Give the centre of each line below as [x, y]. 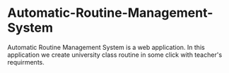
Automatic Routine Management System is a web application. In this [106, 47]
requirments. [26, 62]
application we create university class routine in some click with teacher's [115, 55]
